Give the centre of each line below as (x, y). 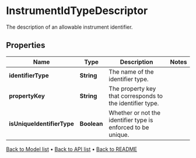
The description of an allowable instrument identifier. (69, 27)
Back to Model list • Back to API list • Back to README (71, 149)
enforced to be (129, 127)
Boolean (91, 123)
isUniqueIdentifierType (42, 123)
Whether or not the (134, 112)
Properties (26, 45)
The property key (132, 88)
